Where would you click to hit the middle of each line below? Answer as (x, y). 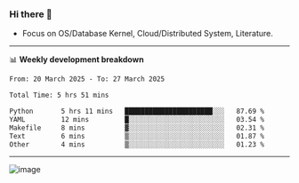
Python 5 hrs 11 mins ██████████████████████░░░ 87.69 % (137, 111)
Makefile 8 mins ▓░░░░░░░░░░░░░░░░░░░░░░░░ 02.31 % (137, 128)
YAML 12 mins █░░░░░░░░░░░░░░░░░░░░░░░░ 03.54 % (137, 119)
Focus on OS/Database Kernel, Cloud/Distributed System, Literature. (148, 34)
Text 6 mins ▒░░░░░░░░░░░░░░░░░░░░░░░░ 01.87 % (137, 136)
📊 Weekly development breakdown (77, 60)
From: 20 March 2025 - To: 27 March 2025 (87, 79)
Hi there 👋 (31, 14)
